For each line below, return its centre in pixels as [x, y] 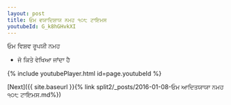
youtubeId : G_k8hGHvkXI [42, 26]
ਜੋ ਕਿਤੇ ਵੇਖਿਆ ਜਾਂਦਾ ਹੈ [44, 60]
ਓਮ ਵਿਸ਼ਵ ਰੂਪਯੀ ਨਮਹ [34, 46]
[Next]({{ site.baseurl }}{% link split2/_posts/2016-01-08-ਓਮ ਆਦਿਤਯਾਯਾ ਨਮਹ [115, 87]
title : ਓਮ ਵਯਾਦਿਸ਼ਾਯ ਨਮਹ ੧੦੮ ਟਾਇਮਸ [57, 20]
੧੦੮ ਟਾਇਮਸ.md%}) [34, 95]
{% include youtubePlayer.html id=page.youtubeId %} [85, 74]
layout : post [26, 13]
